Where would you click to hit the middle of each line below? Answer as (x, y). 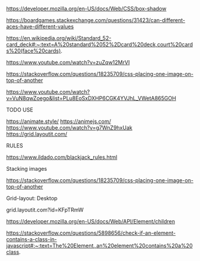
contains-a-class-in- (32, 239)
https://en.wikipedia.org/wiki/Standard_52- (59, 38)
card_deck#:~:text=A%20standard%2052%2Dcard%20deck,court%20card (99, 44)
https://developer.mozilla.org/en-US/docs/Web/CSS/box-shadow (86, 9)
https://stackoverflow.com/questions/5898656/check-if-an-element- (91, 233)
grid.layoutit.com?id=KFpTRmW (45, 210)
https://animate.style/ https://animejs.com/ (59, 121)
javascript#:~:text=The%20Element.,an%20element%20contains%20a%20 (99, 245)
